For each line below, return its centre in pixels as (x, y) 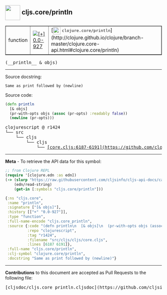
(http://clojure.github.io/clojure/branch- (97, 37)
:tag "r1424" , (42, 235)
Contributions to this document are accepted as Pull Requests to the (76, 273)
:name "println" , (25, 203)
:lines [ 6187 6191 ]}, (49, 245)
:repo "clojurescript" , (52, 230)
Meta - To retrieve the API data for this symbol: (53, 161)
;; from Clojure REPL (28, 171)
